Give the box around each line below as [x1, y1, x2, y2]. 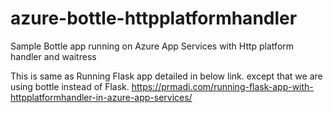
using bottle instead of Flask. [10, 80, 130, 92]
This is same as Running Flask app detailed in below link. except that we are [10, 70, 323, 82]
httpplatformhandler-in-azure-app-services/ [10, 91, 193, 103]
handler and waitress [10, 50, 97, 62]
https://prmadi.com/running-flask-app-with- [131, 80, 314, 92]
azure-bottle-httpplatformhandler [10, 7, 298, 30]
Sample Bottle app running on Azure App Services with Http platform [10, 40, 295, 52]
